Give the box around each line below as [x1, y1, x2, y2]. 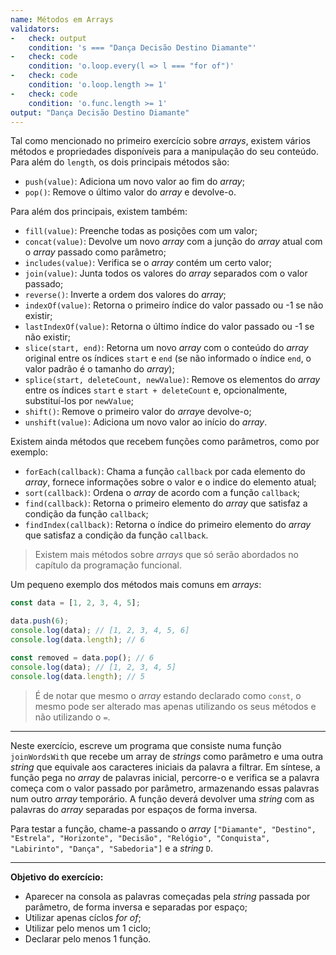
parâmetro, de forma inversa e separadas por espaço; [24, 901, 248, 913]
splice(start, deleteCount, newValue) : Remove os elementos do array [24, 374, 321, 386]
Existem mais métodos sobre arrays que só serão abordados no [34, 549, 300, 561]
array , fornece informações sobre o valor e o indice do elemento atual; [24, 476, 317, 488]
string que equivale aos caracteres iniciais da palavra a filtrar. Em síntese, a [10, 761, 321, 773]
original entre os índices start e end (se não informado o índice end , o [24, 352, 312, 365]
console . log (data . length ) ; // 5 [10, 671, 145, 681]
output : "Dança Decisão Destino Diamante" [10, 107, 190, 118]
